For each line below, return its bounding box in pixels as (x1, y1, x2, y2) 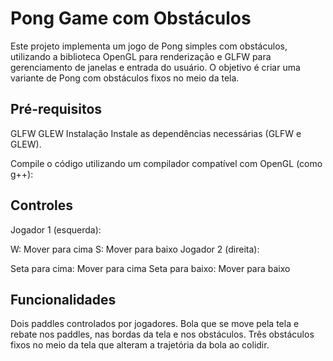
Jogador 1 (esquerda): (10, 223, 102, 236)
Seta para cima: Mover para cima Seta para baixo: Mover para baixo (10, 262, 291, 274)
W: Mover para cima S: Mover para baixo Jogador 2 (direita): (10, 243, 260, 255)
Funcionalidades (10, 291, 117, 308)
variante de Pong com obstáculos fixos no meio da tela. (10, 72, 240, 84)
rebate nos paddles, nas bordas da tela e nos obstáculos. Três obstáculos (10, 328, 315, 341)
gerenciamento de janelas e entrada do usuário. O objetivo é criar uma (10, 61, 301, 73)
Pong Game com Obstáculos (10, 7, 252, 30)
